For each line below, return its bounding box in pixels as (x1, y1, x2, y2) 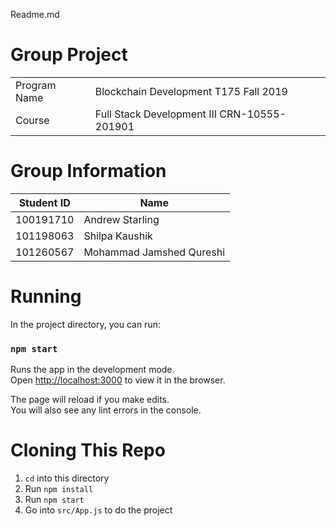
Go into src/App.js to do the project (24, 504, 173, 516)
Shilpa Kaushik (83, 229, 153, 243)
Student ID (18, 195, 71, 209)
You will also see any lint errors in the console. (10, 404, 202, 416)
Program (15, 78, 57, 92)
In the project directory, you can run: (10, 318, 161, 330)
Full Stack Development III (94, 107, 218, 121)
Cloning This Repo (10, 439, 166, 462)
